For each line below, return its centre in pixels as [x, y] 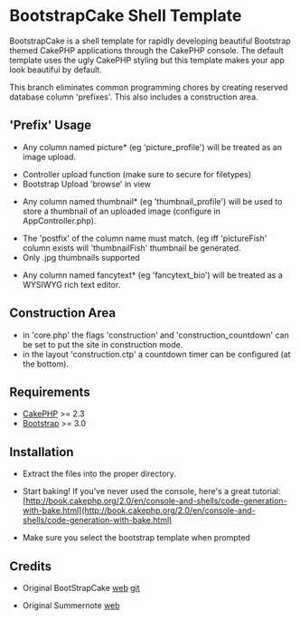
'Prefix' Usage [51, 125]
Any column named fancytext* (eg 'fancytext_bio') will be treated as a [152, 275]
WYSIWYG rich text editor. [71, 284]
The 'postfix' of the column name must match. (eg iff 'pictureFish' [145, 238]
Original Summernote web [71, 606]
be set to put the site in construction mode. [103, 344]
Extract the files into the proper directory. [99, 474]
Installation [42, 452]
